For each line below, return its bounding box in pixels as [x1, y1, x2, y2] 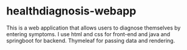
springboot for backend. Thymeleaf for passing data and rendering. [6, 37, 175, 44]
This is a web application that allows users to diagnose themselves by [6, 24, 181, 31]
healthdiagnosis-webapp [6, 4, 137, 18]
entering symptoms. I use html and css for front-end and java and [6, 30, 171, 37]
